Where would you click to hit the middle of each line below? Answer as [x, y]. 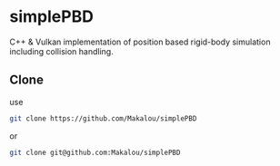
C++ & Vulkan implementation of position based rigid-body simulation [140, 42]
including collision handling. [61, 51]
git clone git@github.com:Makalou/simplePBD [95, 152]
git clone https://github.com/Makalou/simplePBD [103, 118]
